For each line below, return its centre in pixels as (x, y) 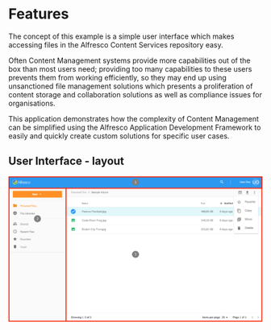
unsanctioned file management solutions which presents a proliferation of (131, 86)
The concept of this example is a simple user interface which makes (121, 36)
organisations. (32, 103)
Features (39, 14)
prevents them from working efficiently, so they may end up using (118, 77)
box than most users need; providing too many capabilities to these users (130, 68)
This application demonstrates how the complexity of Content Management (134, 118)
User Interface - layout (67, 161)
